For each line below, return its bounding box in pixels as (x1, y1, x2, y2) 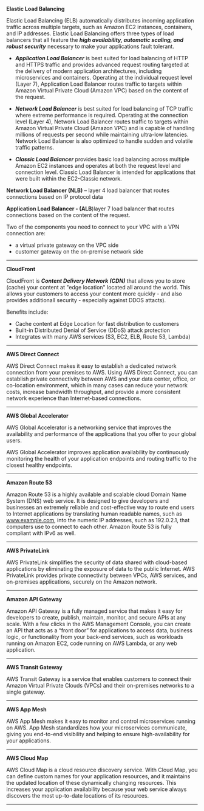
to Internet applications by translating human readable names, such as (6, 510, 182, 517)
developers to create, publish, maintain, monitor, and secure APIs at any (6, 614, 186, 621)
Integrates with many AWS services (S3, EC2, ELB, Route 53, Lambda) (15, 333, 191, 340)
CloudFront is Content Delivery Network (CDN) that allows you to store (6, 277, 185, 285)
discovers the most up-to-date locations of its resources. (6, 792, 149, 799)
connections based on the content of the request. (6, 212, 131, 218)
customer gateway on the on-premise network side (15, 248, 144, 255)
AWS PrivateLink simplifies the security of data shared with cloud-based (6, 559, 188, 566)
